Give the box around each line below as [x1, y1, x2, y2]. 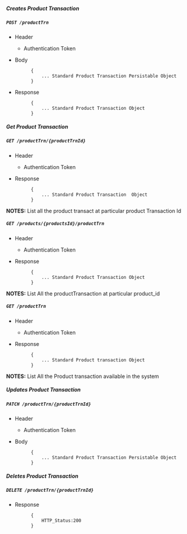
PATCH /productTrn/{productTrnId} [6, 401, 92, 407]
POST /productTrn [6, 20, 49, 26]
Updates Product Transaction [6, 386, 81, 393]
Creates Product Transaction [6, 5, 80, 12]
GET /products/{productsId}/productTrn [6, 221, 105, 227]
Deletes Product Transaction [6, 472, 79, 479]
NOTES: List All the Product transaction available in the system [6, 373, 159, 380]
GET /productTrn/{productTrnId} [6, 138, 86, 144]
